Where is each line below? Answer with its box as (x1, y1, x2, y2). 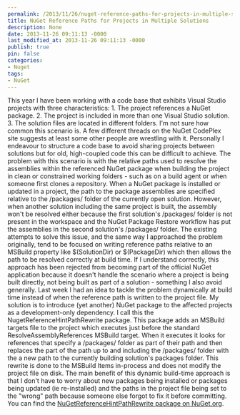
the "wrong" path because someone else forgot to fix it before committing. (7, 391, 227, 400)
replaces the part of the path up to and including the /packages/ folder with (7, 347, 229, 355)
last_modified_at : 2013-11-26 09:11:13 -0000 (7, 37, 145, 44)
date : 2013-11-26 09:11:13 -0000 (7, 30, 107, 38)
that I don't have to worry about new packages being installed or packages (7, 376, 228, 385)
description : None (7, 24, 62, 31)
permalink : (7, 10, 40, 18)
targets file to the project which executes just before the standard (7, 324, 200, 332)
